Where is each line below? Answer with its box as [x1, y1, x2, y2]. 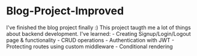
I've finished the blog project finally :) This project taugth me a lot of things [6, 24, 191, 31]
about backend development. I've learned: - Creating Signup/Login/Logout [6, 30, 191, 37]
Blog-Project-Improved [6, 4, 124, 18]
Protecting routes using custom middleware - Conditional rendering [6, 43, 173, 50]
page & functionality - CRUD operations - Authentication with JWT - [6, 36, 175, 43]
